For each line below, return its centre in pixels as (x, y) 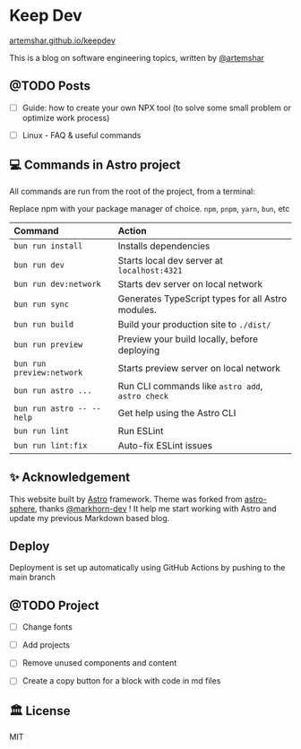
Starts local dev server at (171, 260)
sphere (22, 509)
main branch (32, 577)
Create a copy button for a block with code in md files (121, 681)
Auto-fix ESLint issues (165, 445)
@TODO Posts (50, 86)
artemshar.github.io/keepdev (63, 40)
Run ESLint (141, 431)
